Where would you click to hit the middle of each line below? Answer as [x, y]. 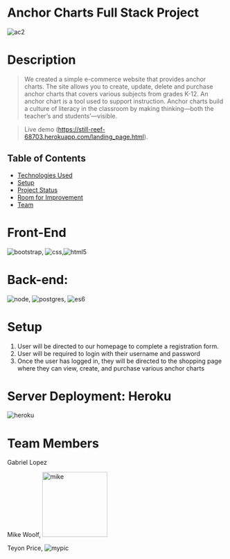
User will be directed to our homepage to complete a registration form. [118, 346]
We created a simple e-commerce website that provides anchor [115, 79]
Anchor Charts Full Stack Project [103, 13]
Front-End [37, 232]
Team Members [53, 443]
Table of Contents [47, 158]
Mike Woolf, [24, 535]
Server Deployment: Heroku [89, 396]
